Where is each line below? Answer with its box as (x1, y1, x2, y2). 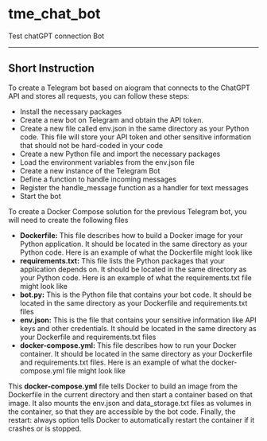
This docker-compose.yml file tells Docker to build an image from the (8, 381, 238, 391)
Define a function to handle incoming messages (19, 174, 177, 184)
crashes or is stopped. (8, 423, 82, 433)
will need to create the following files (8, 215, 129, 224)
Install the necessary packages (19, 107, 122, 116)
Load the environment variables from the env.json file (19, 157, 195, 167)
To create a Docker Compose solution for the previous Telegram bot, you (8, 206, 247, 216)
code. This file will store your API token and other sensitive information (19, 132, 252, 142)
